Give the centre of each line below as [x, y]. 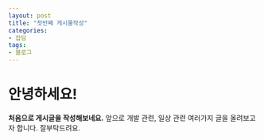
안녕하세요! [43, 94]
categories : [28, 30]
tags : [17, 45]
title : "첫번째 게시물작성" [48, 23]
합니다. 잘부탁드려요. [49, 127]
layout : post [30, 16]
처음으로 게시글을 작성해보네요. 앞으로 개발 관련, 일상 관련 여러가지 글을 [118, 118]
